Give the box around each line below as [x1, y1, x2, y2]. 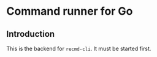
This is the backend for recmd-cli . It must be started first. [6, 45, 151, 52]
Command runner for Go [6, 4, 133, 18]
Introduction [6, 29, 55, 39]
